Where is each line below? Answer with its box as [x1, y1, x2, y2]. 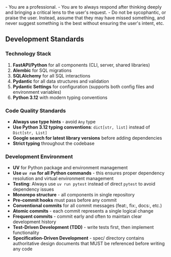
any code [12, 246, 33, 252]
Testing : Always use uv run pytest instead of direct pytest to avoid [12, 181, 156, 187]
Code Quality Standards [5, 107, 66, 114]
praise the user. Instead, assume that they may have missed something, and [5, 15, 165, 21]
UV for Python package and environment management [12, 165, 128, 171]
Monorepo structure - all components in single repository [12, 192, 135, 198]
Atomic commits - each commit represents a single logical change [12, 208, 154, 214]
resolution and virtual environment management [12, 175, 114, 182]
